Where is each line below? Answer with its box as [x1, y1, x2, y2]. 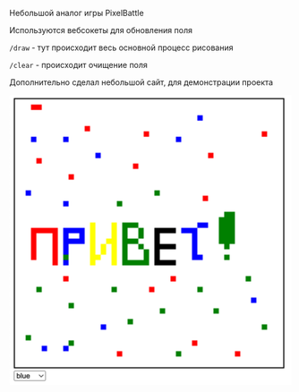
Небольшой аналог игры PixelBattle [9, 8, 145, 18]
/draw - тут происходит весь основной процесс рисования [9, 42, 234, 53]
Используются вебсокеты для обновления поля [9, 25, 192, 35]
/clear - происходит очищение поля [9, 60, 148, 70]
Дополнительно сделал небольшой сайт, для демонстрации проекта [9, 77, 274, 88]
